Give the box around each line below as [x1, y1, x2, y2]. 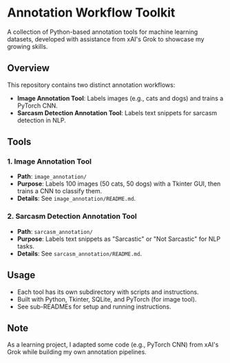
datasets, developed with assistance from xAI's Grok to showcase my [7, 35, 205, 43]
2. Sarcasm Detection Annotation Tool [7, 212, 137, 222]
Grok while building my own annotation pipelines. [7, 348, 147, 356]
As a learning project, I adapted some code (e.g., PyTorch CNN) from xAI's [7, 340, 219, 349]
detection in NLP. [17, 116, 67, 124]
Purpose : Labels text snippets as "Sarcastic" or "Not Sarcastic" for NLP [17, 235, 221, 243]
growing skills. [7, 42, 48, 50]
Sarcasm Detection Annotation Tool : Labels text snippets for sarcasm [17, 108, 218, 117]
